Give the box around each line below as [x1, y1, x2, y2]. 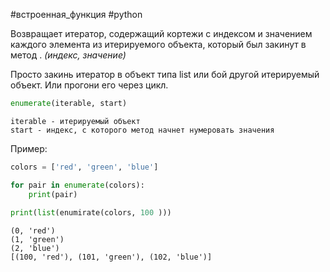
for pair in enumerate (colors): [10, 180, 145, 190]
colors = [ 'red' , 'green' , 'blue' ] [10, 162, 159, 172]
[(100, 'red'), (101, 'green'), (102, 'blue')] [10, 252, 213, 263]
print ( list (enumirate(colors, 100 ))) [10, 208, 172, 218]
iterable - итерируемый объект [10, 116, 141, 126]
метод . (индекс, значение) [10, 49, 127, 61]
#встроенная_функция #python [10, 9, 143, 20]
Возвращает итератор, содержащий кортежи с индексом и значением [10, 28, 313, 39]
